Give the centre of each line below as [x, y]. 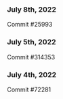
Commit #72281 [29, 89]
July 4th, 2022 [32, 74]
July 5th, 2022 [31, 42]
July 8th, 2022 [31, 10]
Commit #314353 [31, 57]
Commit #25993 [30, 25]
